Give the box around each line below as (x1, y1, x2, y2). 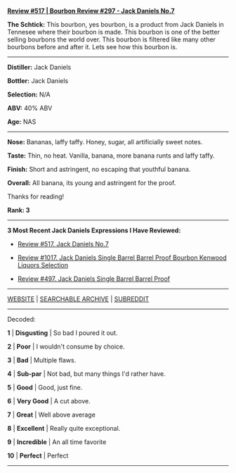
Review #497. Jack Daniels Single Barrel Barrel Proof (17, 275, 171, 283)
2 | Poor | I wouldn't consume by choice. (7, 342, 125, 351)
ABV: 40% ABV (7, 104, 53, 112)
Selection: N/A (7, 90, 51, 99)
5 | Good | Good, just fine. (7, 384, 83, 391)
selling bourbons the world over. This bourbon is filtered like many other (7, 35, 216, 44)
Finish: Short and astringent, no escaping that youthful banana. (7, 165, 191, 173)
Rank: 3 (7, 206, 30, 214)
